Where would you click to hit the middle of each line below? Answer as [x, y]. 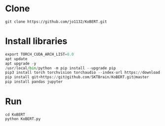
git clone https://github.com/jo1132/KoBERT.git [56, 22]
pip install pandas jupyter [34, 82]
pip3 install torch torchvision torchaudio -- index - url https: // [74, 73]
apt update [16, 59]
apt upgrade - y [21, 63]
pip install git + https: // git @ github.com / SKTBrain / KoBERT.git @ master [77, 77]
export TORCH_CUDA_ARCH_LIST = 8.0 [40, 54]
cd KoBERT [15, 114]
